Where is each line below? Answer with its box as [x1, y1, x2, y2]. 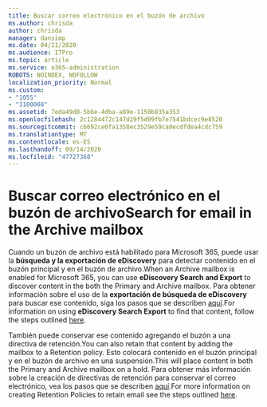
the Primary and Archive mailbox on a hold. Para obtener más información [8, 365, 251, 374]
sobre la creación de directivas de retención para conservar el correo [8, 373, 237, 383]
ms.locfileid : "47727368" [8, 152, 94, 160]
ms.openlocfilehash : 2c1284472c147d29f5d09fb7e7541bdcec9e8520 [8, 116, 223, 124]
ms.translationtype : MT [8, 130, 88, 138]
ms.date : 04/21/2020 [8, 41, 77, 49]
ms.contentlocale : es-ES [8, 137, 91, 146]
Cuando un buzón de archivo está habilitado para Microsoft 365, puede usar [8, 247, 259, 257]
